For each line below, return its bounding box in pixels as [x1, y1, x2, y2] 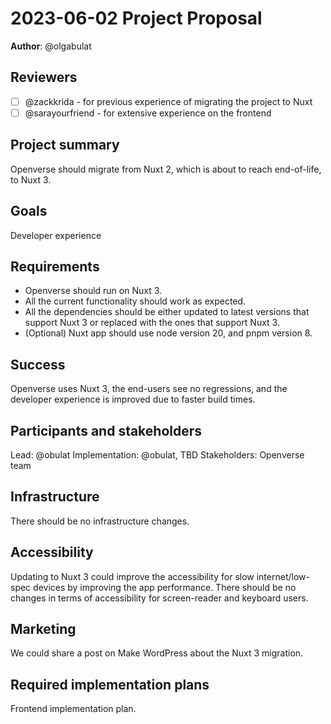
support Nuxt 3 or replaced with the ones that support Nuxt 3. [24, 317, 280, 329]
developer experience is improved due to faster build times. [10, 393, 256, 406]
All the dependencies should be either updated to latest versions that [24, 306, 310, 318]
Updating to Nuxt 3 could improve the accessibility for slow [10, 570, 255, 582]
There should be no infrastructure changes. [10, 515, 190, 527]
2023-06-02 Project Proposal [10, 7, 263, 30]
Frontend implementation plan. [10, 703, 137, 715]
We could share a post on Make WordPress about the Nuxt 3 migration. [10, 647, 304, 659]
